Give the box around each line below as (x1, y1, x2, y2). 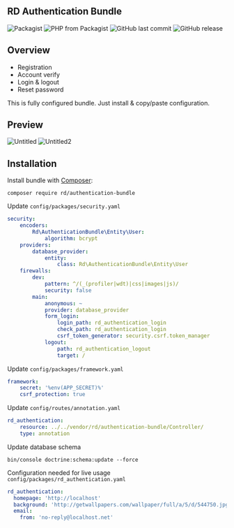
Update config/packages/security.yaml (7, 202, 120, 210)
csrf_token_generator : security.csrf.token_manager (56, 332, 210, 339)
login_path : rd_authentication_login (56, 319, 167, 327)
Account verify (17, 70, 61, 79)
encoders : (19, 222, 49, 229)
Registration (17, 63, 52, 71)
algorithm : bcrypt (44, 235, 98, 242)
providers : (19, 241, 52, 249)
